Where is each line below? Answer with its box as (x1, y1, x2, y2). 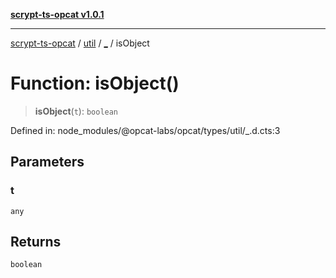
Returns (10, 234, 62, 251)
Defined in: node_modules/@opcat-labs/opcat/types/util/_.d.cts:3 (10, 124, 281, 136)
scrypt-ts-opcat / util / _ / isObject (10, 37, 150, 49)
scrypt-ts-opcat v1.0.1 (10, 9, 105, 20)
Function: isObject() (10, 72, 180, 95)
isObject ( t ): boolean (34, 105, 119, 117)
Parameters (10, 154, 85, 171)
